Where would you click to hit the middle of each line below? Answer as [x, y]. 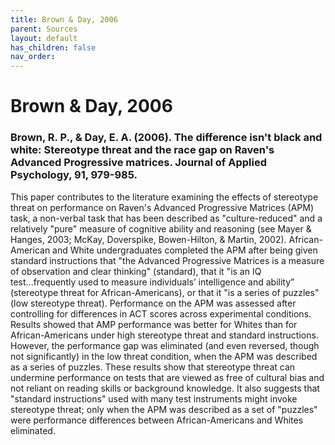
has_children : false [53, 47]
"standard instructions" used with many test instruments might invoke [154, 398]
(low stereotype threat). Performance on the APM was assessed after [153, 303]
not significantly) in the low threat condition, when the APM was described [164, 356]
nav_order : [33, 57]
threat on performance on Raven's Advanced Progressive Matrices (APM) [162, 207]
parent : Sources [44, 29]
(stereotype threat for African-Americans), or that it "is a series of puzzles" [165, 292]
